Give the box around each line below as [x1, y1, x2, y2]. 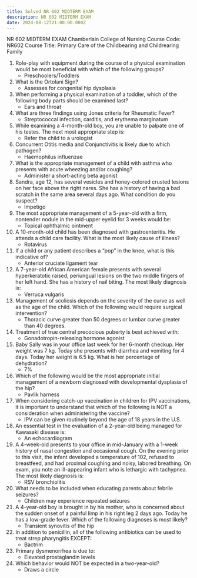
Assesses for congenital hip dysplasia [24, 85, 116, 92]
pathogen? [15, 147, 42, 154]
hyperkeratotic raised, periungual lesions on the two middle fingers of [15, 272, 185, 280]
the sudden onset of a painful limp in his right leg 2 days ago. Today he [15, 510, 188, 517]
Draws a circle [24, 566, 59, 573]
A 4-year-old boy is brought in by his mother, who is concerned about [15, 504, 185, 511]
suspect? [15, 197, 38, 204]
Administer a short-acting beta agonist [24, 172, 118, 180]
